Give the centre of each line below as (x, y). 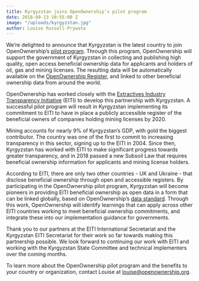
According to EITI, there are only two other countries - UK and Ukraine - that (99, 174)
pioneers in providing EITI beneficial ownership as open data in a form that (97, 192)
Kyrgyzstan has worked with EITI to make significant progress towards (92, 150)
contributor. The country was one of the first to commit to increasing (90, 137)
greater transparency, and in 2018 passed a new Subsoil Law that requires (97, 156)
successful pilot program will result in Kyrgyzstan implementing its (87, 106)
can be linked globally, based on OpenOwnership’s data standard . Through (97, 199)
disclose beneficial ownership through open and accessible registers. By (95, 180)
